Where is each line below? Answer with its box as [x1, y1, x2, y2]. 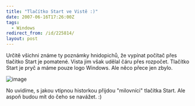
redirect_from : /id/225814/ [6, 30, 75, 36]
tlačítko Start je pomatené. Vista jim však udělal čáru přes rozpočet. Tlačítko [6, 58, 190, 65]
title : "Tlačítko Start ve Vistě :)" [6, 8, 98, 15]
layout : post [6, 36, 38, 42]
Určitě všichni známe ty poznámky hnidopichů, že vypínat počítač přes [6, 52, 177, 59]
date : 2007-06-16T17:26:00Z [6, 14, 75, 20]
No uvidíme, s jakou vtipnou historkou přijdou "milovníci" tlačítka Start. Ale [6, 87, 186, 94]
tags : [6, 19, 19, 25]
